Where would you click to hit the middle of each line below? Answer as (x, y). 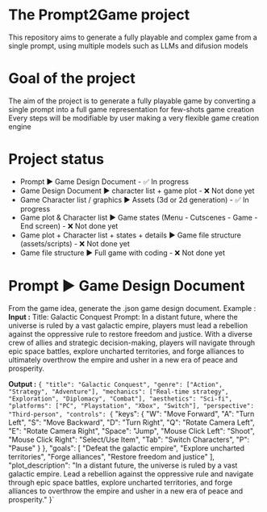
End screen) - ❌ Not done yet (69, 226)
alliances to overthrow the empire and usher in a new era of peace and (126, 491)
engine (20, 126)
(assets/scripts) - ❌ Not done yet (75, 243)
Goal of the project (72, 79)
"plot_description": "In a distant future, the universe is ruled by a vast (123, 465)
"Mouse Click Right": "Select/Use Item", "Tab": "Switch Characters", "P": (129, 439)
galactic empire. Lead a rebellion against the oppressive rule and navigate (131, 473)
